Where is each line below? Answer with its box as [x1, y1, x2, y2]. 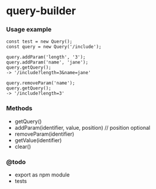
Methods [6, 104, 32, 113]
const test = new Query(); [6, 39, 73, 45]
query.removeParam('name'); [6, 80, 76, 87]
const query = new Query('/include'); [6, 44, 102, 50]
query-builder [6, 4, 76, 18]
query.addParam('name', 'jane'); [6, 59, 89, 66]
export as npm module [14, 171, 70, 178]
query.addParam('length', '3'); [6, 55, 86, 60]
